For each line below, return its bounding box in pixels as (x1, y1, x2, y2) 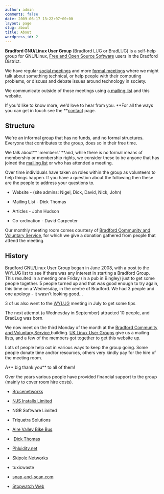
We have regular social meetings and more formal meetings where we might (5, 68, 159, 73)
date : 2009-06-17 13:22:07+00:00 (5, 16, 73, 21)
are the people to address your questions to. (5, 180, 94, 186)
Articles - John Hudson (12, 208, 60, 214)
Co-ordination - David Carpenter (12, 217, 78, 223)
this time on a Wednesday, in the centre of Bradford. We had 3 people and (5, 285, 155, 291)
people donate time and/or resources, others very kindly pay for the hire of (5, 350, 156, 355)
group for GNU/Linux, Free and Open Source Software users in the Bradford (5, 53, 158, 59)
